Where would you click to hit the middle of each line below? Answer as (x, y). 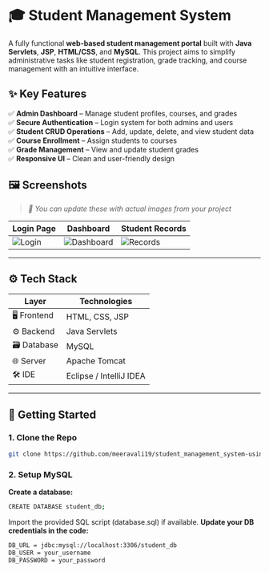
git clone (25, 454)
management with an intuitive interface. (74, 68)
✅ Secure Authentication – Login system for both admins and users (121, 122)
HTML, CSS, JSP (98, 316)
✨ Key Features (47, 94)
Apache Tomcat (96, 361)
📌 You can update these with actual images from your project (130, 209)
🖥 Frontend (33, 315)
